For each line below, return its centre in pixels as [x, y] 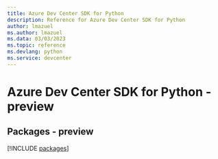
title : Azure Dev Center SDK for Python [66, 13]
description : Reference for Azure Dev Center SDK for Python [96, 20]
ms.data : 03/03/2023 [37, 39]
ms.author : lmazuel [35, 33]
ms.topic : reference [37, 45]
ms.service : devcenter [39, 58]
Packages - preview [50, 132]
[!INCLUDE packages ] [38, 148]
